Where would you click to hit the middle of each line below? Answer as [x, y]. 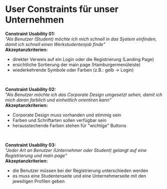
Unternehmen [34, 20]
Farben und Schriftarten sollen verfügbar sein [59, 120]
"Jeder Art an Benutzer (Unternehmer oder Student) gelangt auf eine [76, 150]
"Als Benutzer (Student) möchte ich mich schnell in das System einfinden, [81, 39]
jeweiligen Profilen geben [38, 181]
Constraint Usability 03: [30, 145]
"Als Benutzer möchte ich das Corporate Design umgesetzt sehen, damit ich [84, 94]
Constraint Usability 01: [30, 33]
